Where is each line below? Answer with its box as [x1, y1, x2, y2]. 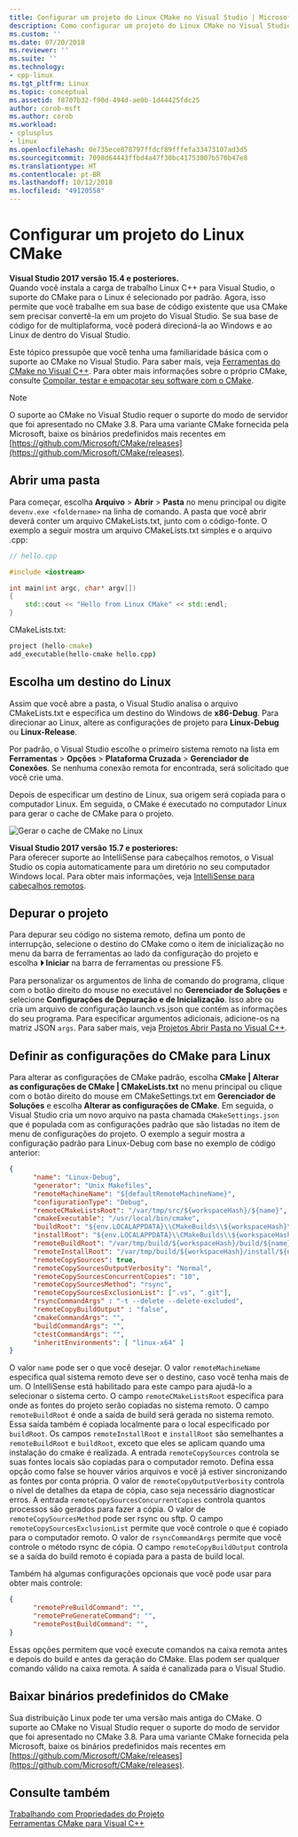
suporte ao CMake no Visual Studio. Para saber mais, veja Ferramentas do [9, 356, 281, 367]
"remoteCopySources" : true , [32, 1255, 137, 1264]
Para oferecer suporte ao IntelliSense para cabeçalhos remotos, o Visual [9, 852, 274, 863]
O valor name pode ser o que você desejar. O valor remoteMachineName [9, 1363, 261, 1373]
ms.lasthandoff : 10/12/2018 [9, 179, 114, 187]
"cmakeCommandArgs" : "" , [32, 1313, 125, 1322]
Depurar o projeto [9, 905, 109, 920]
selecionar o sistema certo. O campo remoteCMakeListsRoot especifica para [9, 1391, 284, 1402]
